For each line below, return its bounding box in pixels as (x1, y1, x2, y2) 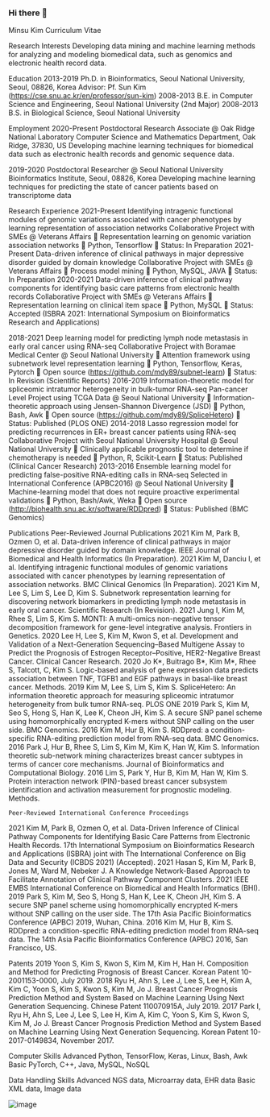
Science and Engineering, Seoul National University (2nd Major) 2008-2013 (8, 100, 259, 110)
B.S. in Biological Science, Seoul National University (8, 108, 181, 118)
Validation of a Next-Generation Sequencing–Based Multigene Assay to (8, 639, 245, 649)
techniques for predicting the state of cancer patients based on (8, 182, 219, 192)
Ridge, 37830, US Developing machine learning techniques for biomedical (8, 141, 254, 151)
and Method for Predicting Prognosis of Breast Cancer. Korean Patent (8, 967, 239, 977)
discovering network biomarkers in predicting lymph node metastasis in (8, 597, 247, 606)
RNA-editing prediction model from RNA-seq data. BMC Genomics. (36, 734, 260, 743)
